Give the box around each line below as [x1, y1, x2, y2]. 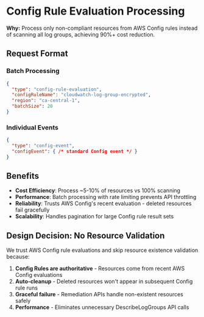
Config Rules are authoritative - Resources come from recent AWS [15, 265, 185, 272]
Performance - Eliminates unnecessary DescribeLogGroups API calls [15, 304, 189, 311]
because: [6, 253, 30, 260]
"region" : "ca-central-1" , [12, 97, 80, 104]
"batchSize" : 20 [12, 103, 53, 110]
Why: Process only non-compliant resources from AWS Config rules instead [6, 24, 198, 32]
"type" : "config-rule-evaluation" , [12, 86, 102, 92]
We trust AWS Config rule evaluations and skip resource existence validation [6, 246, 199, 254]
